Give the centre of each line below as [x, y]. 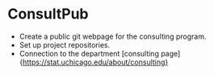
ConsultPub [48, 14]
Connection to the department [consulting [89, 53]
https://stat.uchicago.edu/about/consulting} [95, 62]
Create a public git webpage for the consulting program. [113, 36]
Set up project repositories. [65, 44]
